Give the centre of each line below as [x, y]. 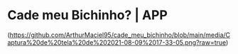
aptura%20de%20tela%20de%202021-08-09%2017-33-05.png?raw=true [117, 42]
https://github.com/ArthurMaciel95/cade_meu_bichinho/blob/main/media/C [120, 35]
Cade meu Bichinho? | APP [88, 15]
